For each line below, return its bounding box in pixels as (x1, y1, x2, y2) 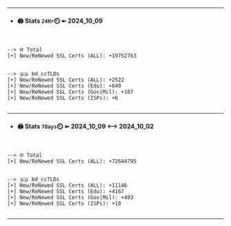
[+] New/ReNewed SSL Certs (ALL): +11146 (7, 182, 128, 189)
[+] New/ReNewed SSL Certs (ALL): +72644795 (7, 158, 137, 165)
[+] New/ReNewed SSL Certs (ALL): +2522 (7, 76, 125, 83)
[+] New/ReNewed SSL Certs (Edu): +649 (7, 83, 122, 90)
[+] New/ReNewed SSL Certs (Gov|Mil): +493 (7, 194, 134, 201)
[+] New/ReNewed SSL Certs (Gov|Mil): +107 (7, 89, 134, 96)
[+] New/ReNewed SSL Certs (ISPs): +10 (7, 201, 122, 207)
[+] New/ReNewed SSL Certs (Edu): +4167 (7, 188, 125, 195)
